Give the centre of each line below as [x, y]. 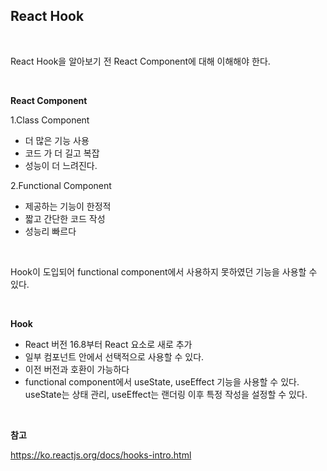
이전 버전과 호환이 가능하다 [77, 369]
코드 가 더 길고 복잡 [62, 153]
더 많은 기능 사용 [57, 140]
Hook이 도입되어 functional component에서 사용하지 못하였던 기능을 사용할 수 [164, 271]
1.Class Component [50, 120]
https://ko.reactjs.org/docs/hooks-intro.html [101, 455]
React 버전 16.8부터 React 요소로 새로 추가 [108, 344]
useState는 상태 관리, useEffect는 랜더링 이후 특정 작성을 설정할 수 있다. [166, 394]
